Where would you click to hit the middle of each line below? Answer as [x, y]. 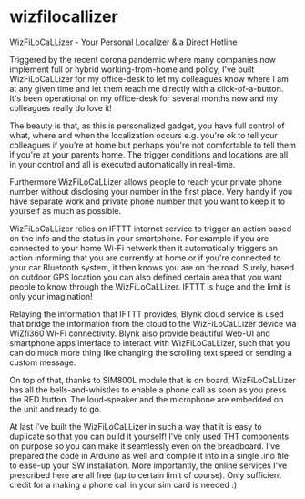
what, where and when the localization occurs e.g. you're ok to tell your [143, 135]
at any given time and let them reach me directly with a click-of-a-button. [147, 88]
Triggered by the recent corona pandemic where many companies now [142, 59]
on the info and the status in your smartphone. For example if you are [139, 238]
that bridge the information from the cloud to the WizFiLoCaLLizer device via [153, 323]
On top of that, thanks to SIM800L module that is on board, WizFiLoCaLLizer [152, 380]
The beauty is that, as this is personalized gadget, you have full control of [147, 126]
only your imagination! [51, 296]
